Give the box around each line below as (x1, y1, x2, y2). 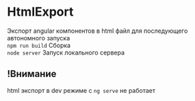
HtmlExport (7, 4, 74, 20)
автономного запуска (7, 33, 70, 42)
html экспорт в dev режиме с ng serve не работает (7, 86, 156, 94)
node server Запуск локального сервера (7, 48, 125, 57)
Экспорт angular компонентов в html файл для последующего (7, 27, 188, 35)
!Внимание (7, 68, 57, 80)
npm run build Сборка (7, 41, 70, 49)
